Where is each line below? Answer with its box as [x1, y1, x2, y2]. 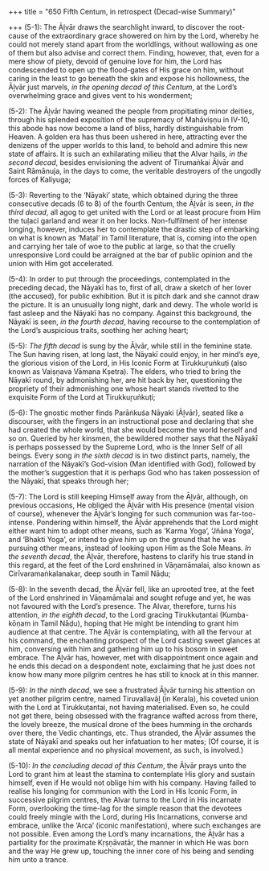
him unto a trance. [8, 855, 69, 864]
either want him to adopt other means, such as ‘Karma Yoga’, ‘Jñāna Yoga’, [8, 526, 255, 536]
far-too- [230, 509, 256, 518]
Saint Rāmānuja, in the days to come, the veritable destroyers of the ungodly [8, 166, 262, 175]
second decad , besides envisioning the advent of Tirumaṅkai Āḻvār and [8, 158, 244, 167]
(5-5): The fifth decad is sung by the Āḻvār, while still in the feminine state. [8, 341, 253, 351]
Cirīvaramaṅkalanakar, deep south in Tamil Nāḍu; [8, 569, 171, 578]
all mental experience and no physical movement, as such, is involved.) [8, 746, 244, 754]
